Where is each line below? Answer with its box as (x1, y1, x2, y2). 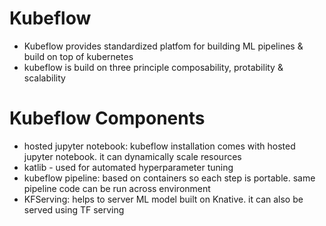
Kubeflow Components (9, 107, 206, 130)
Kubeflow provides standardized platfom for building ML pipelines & (23, 40, 304, 52)
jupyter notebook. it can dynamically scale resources (23, 150, 242, 162)
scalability (23, 72, 66, 84)
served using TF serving (23, 203, 125, 216)
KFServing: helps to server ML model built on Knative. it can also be (23, 193, 304, 205)
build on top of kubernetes (23, 50, 134, 62)
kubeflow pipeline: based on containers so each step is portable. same (23, 172, 316, 184)
